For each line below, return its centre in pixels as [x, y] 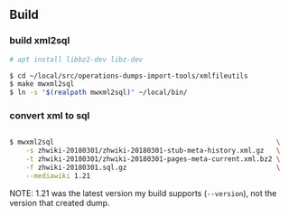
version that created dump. [60, 203]
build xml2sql [40, 41]
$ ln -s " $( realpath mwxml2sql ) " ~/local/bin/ [98, 93]
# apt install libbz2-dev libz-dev [76, 59]
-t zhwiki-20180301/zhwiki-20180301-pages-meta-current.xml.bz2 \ [153, 159]
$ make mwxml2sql [42, 84]
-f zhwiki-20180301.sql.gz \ [153, 168]
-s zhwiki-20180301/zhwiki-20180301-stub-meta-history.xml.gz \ [153, 151]
